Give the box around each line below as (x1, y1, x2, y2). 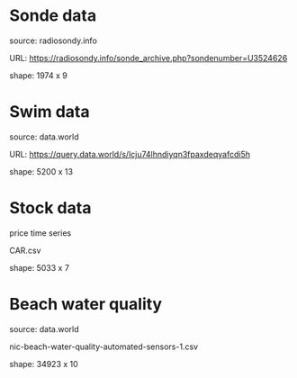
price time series (9, 227, 72, 238)
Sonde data (9, 5, 97, 26)
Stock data (9, 198, 92, 219)
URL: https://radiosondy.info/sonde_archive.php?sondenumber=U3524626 (9, 52, 288, 63)
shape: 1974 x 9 (9, 69, 67, 81)
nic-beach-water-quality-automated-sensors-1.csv (9, 341, 199, 352)
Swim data (9, 102, 90, 122)
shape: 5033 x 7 (9, 262, 70, 273)
